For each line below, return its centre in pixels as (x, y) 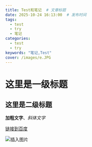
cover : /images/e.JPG (28, 57)
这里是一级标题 (37, 84)
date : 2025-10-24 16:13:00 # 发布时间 (46, 15)
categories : (18, 39)
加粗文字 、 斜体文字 (25, 118)
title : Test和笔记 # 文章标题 (36, 10)
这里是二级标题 (29, 104)
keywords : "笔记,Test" (28, 53)
